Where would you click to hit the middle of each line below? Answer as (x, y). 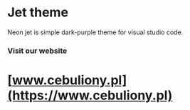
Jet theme (38, 12)
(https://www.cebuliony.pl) (90, 95)
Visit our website (37, 51)
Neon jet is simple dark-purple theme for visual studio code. (95, 32)
